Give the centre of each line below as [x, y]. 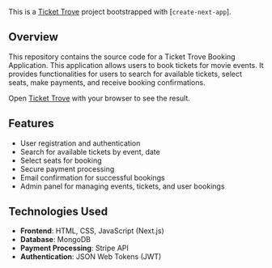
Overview [34, 37]
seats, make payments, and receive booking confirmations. [107, 82]
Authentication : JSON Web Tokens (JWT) [91, 257]
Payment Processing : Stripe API [74, 248]
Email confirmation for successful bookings [92, 177]
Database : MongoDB [55, 240]
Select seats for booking [61, 160]
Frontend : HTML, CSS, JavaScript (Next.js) [92, 231]
